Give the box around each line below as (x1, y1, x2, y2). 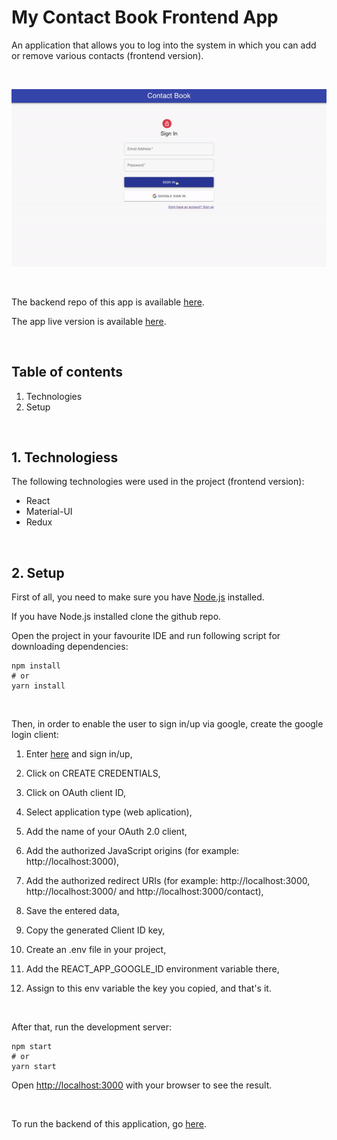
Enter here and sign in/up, (25, 748, 133, 760)
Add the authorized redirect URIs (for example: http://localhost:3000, (25, 875, 311, 887)
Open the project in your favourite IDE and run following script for (11, 630, 281, 642)
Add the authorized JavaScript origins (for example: (25, 845, 240, 857)
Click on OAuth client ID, (25, 787, 126, 799)
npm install (11, 661, 61, 671)
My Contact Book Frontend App (11, 6, 279, 29)
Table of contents (11, 364, 123, 381)
